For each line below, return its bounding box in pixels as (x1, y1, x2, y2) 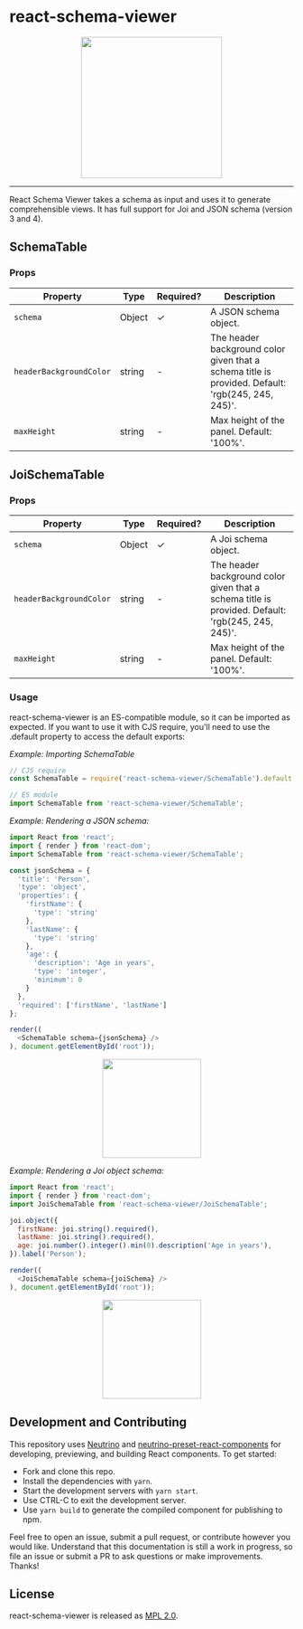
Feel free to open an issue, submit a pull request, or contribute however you (9, 1531, 291, 1542)
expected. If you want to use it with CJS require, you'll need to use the (9, 721, 271, 732)
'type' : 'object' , (17, 883, 87, 892)
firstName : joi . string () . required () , (17, 1224, 160, 1234)
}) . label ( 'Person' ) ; (9, 1250, 87, 1259)
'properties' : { (17, 891, 78, 901)
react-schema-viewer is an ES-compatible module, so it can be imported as (9, 712, 290, 723)
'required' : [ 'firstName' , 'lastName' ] (17, 1000, 168, 1009)
